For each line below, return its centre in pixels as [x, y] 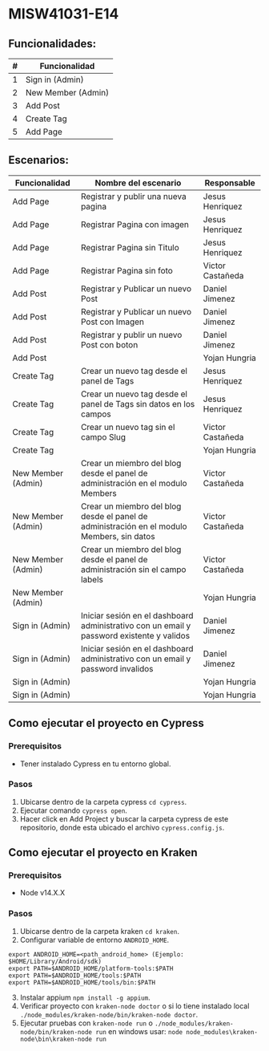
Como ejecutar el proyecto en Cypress [106, 723]
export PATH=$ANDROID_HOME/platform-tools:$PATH [91, 968]
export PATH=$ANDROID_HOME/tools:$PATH [75, 976]
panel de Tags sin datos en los [138, 404]
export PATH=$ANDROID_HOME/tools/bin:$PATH [82, 982]
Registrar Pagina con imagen [135, 224]
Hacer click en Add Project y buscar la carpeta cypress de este [124, 818]
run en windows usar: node [139, 1031]
